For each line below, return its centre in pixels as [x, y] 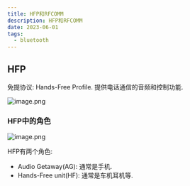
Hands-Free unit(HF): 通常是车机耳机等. [75, 175]
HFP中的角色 [29, 121]
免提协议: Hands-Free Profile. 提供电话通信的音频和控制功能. [95, 87]
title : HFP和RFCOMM [35, 14]
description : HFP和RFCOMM [45, 21]
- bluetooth [32, 40]
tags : [15, 34]
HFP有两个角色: [30, 152]
